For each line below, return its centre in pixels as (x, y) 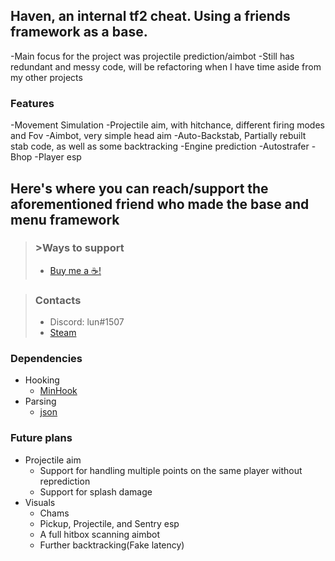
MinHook (58, 391)
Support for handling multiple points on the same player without (171, 470)
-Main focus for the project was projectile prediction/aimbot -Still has (152, 56)
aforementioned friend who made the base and (160, 204)
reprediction (65, 481)
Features (32, 103)
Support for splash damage (96, 491)
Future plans (41, 438)
